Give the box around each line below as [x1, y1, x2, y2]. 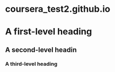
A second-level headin [5, 45, 77, 54]
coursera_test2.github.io [5, 3, 111, 15]
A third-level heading [5, 60, 58, 67]
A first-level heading [5, 26, 92, 37]
